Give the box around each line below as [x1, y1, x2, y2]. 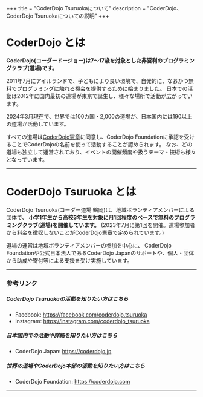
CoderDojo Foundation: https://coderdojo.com [14, 378, 130, 385]
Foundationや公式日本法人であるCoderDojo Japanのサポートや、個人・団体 [6, 249, 195, 257]
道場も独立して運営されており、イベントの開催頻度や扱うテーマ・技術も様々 [6, 148, 196, 156]
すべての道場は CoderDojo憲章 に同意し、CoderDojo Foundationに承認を [6, 133, 184, 140]
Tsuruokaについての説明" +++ [34, 12, 110, 19]
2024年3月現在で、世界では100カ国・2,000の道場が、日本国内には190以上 [6, 113, 192, 120]
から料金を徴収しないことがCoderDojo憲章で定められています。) [6, 229, 164, 236]
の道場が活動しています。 [6, 120, 69, 128]
